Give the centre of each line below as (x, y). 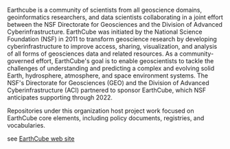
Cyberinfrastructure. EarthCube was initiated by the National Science (105, 32)
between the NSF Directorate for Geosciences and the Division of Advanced (115, 24)
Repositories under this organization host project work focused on (101, 111)
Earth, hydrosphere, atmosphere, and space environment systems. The (107, 76)
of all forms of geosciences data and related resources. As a (93, 54)
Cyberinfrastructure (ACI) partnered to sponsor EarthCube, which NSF (107, 90)
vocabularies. (26, 125)
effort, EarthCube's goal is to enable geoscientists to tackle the (125, 61)
